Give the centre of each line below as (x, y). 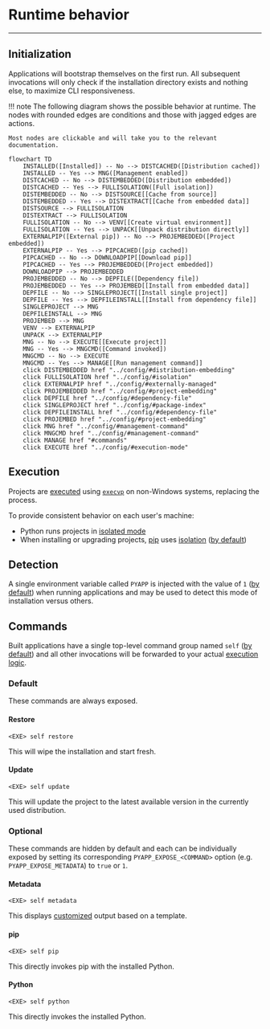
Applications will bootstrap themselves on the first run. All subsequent (125, 73)
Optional (25, 831)
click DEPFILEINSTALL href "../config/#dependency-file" (120, 412)
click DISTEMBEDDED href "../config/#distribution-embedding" (129, 370)
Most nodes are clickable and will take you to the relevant (113, 138)
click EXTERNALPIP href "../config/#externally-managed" (120, 384)
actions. (21, 123)
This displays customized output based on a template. (98, 916)
